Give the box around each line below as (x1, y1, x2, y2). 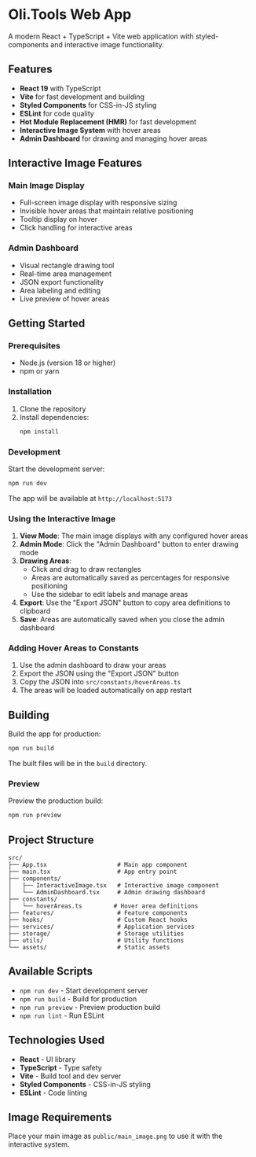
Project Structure (8, 833, 94, 846)
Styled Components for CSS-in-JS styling (19, 100, 157, 109)
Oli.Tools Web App (8, 6, 132, 24)
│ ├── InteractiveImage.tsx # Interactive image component (8, 882, 220, 890)
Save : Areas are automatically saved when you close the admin (19, 615, 225, 625)
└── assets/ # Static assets (8, 944, 170, 952)
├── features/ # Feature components (8, 909, 188, 917)
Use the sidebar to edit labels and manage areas (31, 590, 188, 599)
